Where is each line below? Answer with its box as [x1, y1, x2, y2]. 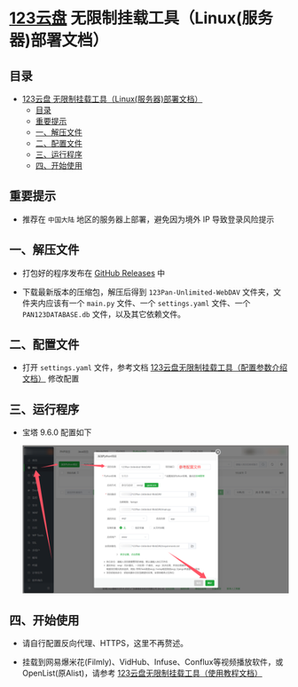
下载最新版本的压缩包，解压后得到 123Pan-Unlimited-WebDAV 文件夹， [21, 286, 274, 297]
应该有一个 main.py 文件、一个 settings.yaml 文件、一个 [45, 297, 251, 308]
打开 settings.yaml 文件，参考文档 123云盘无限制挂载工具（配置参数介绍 [21, 362, 288, 373]
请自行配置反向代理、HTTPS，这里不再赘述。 [21, 638, 189, 649]
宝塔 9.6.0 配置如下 [21, 427, 92, 438]
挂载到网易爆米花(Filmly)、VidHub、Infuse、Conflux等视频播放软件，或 [21, 657, 284, 667]
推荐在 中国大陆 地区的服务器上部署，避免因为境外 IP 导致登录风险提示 [21, 214, 275, 225]
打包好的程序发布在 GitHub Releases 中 [21, 267, 166, 278]
